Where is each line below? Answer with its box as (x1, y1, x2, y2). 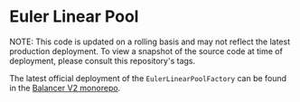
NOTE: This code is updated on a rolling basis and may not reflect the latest (9, 36, 291, 47)
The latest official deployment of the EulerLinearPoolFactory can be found (9, 72, 287, 83)
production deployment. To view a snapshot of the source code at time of (9, 45, 283, 56)
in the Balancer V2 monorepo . (9, 82, 121, 93)
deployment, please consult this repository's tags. (9, 55, 196, 66)
